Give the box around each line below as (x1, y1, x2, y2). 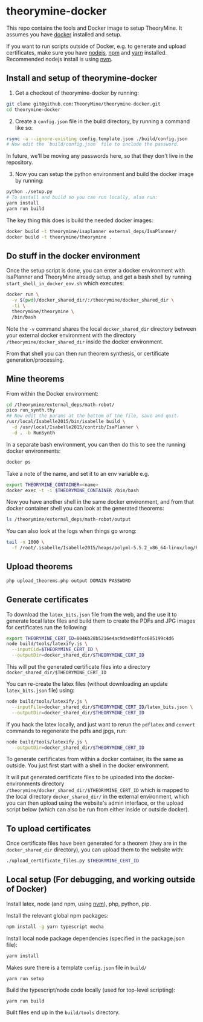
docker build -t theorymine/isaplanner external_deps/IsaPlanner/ (6, 228, 177, 234)
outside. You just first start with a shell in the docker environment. (6, 762, 170, 769)
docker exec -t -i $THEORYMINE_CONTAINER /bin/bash (6, 487, 139, 493)
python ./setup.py (6, 189, 53, 195)
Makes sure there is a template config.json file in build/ (6, 964, 147, 971)
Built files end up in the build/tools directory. (6, 1009, 120, 1016)
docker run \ (6, 291, 39, 298)
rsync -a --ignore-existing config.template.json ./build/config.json (6, 135, 188, 142)
